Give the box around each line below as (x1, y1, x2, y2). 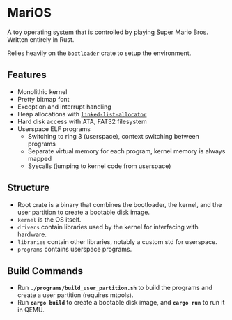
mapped (27, 154, 52, 162)
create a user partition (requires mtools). (17, 291, 134, 299)
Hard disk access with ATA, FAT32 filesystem (17, 117, 148, 125)
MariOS (7, 5, 52, 21)
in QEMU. (17, 305, 45, 314)
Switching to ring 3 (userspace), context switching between (27, 132, 200, 140)
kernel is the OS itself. (17, 215, 82, 224)
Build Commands (7, 265, 84, 277)
